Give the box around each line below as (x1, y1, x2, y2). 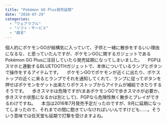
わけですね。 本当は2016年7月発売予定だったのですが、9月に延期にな (9, 100, 157, 106)
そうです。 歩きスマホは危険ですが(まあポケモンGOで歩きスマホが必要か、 (5, 88, 163, 94)
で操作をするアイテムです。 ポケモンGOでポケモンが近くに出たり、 (5, 69, 148, 75)
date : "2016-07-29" (5, 12, 46, 17)
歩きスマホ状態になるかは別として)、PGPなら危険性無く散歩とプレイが (5, 94, 151, 100)
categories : (5, 16, 30, 21)
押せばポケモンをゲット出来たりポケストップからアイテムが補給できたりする (5, 82, 162, 87)
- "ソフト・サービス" (9, 26, 49, 31)
